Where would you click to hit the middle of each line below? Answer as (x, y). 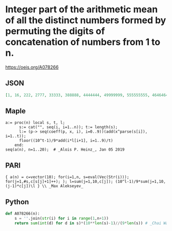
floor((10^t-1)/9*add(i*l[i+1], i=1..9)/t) (66, 141)
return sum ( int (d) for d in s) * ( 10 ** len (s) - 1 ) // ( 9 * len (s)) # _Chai (88, 223)
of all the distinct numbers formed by (86, 20)
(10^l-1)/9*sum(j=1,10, (141, 182)
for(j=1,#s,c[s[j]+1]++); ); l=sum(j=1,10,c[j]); (59, 182)
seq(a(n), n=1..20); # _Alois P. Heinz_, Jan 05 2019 (65, 150)
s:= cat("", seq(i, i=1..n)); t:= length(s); (68, 127)
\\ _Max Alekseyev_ (62, 186)
